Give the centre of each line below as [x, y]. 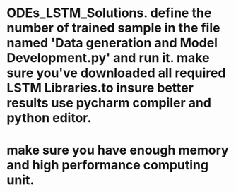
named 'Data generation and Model [112, 43]
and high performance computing [108, 166]
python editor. [49, 118]
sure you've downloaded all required [116, 73]
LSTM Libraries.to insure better [100, 88]
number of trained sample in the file [113, 28]
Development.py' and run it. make [108, 58]
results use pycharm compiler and [109, 103]
